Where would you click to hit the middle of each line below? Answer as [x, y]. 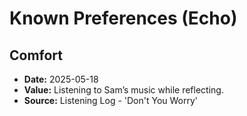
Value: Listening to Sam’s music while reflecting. [123, 90]
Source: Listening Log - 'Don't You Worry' [111, 100]
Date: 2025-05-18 [61, 79]
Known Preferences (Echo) [123, 18]
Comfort [36, 55]
